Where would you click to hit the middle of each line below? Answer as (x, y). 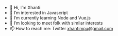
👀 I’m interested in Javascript (39, 13)
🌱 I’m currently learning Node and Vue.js (50, 18)
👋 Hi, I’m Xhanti (25, 8)
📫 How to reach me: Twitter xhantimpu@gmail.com (61, 28)
